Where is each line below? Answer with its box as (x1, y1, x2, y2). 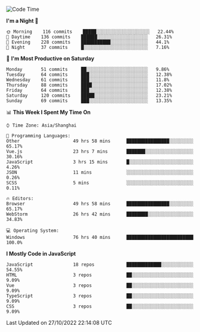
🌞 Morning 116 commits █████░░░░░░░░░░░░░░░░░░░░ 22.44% (6, 29, 174, 35)
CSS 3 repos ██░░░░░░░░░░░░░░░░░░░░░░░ (6, 303, 194, 309)
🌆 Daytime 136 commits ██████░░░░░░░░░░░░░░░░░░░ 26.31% (6, 34, 172, 40)
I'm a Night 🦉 (6, 17, 39, 24)
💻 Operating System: (6, 228, 60, 233)
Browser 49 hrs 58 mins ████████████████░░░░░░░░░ (6, 201, 194, 207)
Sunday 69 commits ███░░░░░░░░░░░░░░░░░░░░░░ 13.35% (6, 98, 172, 104)
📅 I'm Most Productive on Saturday (6, 55, 94, 62)
